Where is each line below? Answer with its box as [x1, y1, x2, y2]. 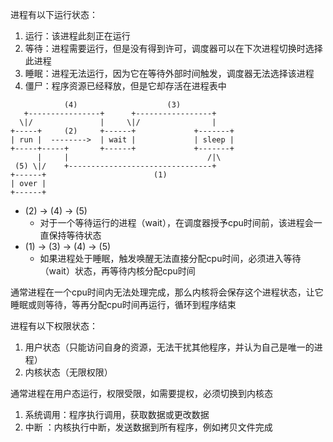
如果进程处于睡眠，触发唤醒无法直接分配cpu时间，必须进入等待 [39, 253, 302, 264]
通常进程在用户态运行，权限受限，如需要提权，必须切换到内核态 [10, 388, 273, 399]
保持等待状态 [48, 229, 102, 241]
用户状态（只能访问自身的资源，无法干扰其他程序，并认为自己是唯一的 [24, 341, 315, 353]
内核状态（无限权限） [24, 366, 113, 378]
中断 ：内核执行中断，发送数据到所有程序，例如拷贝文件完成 [24, 421, 273, 433]
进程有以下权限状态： [10, 320, 98, 332]
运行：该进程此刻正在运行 [24, 30, 131, 42]
